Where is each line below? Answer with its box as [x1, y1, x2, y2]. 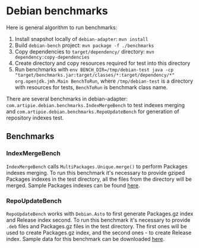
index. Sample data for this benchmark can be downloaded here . [6, 235, 165, 242]
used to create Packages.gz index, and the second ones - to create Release [6, 229, 192, 236]
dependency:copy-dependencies [14, 54, 90, 60]
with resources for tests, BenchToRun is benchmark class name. [14, 83, 168, 90]
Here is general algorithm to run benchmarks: [6, 24, 118, 31]
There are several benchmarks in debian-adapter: [6, 95, 128, 102]
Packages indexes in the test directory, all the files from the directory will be [6, 175, 192, 183]
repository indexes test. [6, 114, 64, 121]
